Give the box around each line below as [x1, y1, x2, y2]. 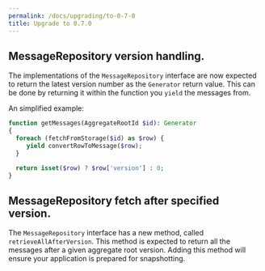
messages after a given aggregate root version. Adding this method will [8, 245, 246, 255]
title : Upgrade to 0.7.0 [8, 19, 92, 28]
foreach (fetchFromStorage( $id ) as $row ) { [15, 134, 164, 142]
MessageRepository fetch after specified [8, 193, 220, 207]
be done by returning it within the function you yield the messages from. [8, 88, 251, 98]
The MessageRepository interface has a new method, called [8, 228, 204, 238]
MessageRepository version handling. [8, 49, 205, 63]
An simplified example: [8, 104, 85, 113]
